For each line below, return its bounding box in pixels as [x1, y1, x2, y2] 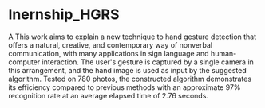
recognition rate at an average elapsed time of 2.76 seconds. [8, 91, 209, 100]
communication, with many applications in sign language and [8, 48, 209, 58]
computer [8, 57, 41, 67]
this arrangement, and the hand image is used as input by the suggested [8, 65, 247, 75]
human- [210, 48, 237, 58]
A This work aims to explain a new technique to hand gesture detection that [8, 32, 257, 41]
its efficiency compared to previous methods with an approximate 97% [8, 82, 241, 92]
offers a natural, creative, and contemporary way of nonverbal [8, 40, 213, 49]
